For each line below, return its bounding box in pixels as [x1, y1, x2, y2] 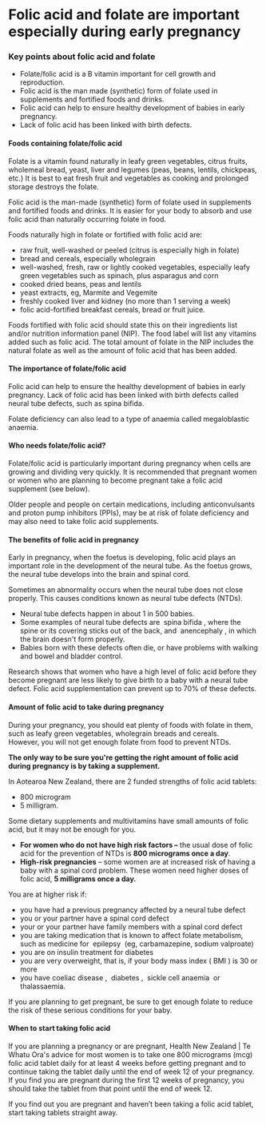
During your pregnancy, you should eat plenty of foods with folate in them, [8, 720, 253, 729]
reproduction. [19, 78, 66, 87]
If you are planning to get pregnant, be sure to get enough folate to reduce [8, 996, 253, 1006]
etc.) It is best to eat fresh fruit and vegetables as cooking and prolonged [8, 173, 249, 183]
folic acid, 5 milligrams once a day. [19, 873, 137, 884]
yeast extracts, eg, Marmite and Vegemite [19, 288, 158, 297]
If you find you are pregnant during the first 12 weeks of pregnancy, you [8, 1075, 245, 1084]
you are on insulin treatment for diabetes [19, 947, 154, 956]
